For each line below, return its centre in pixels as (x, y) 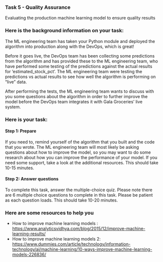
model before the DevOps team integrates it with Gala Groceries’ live (74, 101)
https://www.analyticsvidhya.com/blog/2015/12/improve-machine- (79, 229)
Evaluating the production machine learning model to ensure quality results (80, 18)
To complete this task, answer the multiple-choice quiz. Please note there (79, 190)
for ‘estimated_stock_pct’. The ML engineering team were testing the (74, 71)
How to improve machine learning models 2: (56, 239)
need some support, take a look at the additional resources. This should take (82, 162)
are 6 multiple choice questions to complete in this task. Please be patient (79, 195)
